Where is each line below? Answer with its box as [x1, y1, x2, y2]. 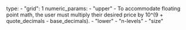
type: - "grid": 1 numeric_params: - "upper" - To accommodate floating [6, 5, 181, 12]
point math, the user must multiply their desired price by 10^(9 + [6, 11, 164, 18]
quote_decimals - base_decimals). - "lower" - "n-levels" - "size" [6, 18, 164, 24]
